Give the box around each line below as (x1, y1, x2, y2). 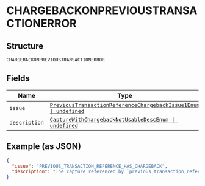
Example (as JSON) (6, 141, 81, 152)
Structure (6, 41, 44, 51)
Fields (6, 74, 31, 84)
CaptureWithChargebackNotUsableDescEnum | (49, 116, 175, 123)
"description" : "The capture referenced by (12, 168, 124, 175)
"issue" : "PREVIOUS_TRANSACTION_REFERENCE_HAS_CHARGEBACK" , (12, 163, 168, 169)
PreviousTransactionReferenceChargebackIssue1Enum (49, 102, 200, 108)
